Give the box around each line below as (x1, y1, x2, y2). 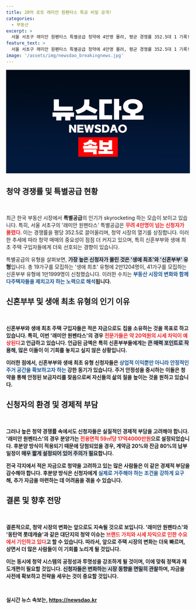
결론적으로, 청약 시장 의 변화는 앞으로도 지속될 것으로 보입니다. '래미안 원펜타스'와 (6, 524, 188, 531)
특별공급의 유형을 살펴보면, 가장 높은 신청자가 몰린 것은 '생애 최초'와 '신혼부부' (6, 256, 183, 263)
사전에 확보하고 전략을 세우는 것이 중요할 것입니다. (6, 572, 118, 579)
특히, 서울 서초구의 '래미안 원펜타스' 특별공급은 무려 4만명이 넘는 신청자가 (18, 222, 185, 229)
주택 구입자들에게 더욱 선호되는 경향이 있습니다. (12, 243, 120, 251)
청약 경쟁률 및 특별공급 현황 (6, 186, 98, 196)
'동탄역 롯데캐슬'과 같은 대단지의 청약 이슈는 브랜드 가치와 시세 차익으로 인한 (6, 531, 177, 538)
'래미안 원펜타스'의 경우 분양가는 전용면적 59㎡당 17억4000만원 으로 (6, 435, 160, 442)
